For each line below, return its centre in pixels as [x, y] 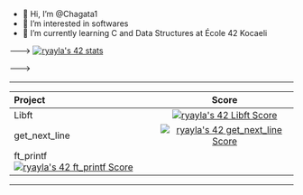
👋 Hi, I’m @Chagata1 [60, 14]
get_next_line [42, 135]
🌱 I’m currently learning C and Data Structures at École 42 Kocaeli [145, 33]
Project [30, 100]
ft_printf [31, 156]
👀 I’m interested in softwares [75, 23]
